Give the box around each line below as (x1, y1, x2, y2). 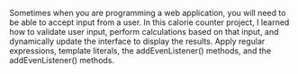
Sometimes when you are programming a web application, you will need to (9, 8, 286, 18)
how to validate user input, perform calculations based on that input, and (9, 27, 279, 37)
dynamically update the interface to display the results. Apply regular (9, 36, 266, 46)
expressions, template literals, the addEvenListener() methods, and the (9, 45, 272, 56)
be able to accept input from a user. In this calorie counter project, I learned (9, 17, 290, 28)
